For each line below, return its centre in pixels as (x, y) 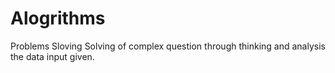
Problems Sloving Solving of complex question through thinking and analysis (168, 46)
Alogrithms (58, 18)
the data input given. (52, 56)
